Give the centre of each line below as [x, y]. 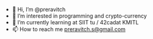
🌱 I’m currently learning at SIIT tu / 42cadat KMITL [75, 22]
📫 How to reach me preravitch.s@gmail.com [69, 29]
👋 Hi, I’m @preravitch [39, 9]
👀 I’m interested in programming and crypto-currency [79, 16]
